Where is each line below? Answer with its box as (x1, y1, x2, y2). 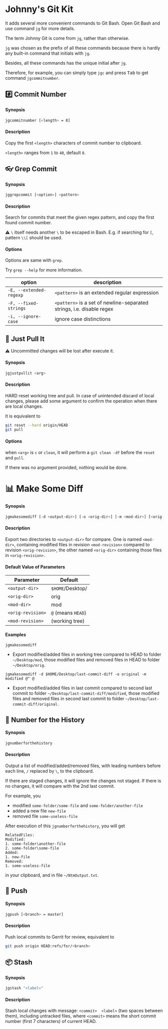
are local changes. (5, 403, 43, 409)
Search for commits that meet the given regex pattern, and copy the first (5, 214, 154, 220)
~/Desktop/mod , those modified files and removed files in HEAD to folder (12, 657, 160, 663)
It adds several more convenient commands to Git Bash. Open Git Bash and (5, 20, 160, 26)
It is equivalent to (5, 413, 41, 419)
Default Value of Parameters (5, 563, 65, 570)
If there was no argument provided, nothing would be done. (5, 464, 128, 470)
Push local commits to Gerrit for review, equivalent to (5, 934, 114, 940)
